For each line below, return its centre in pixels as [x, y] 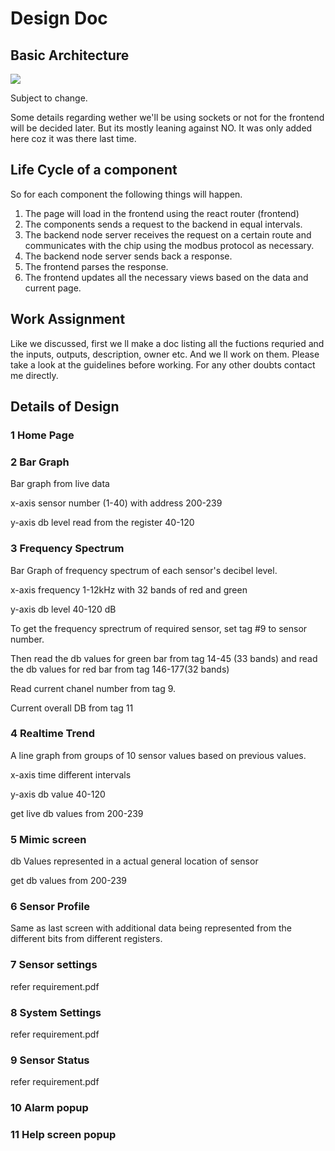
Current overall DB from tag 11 [72, 708]
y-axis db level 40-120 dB [63, 609]
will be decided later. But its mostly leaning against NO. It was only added [161, 128]
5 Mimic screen [48, 839]
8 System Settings [56, 1012]
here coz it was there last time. [73, 138]
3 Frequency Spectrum [67, 549]
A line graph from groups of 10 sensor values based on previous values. [158, 755]
